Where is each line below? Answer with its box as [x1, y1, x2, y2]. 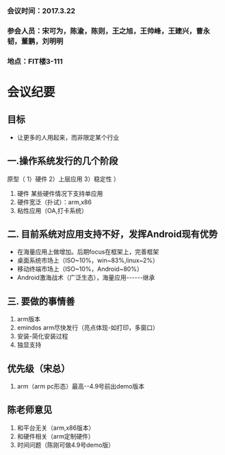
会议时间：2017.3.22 [7, 5, 76, 15]
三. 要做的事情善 [7, 295, 75, 307]
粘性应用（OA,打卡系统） [16, 206, 88, 214]
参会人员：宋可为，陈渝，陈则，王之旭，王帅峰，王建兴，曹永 [7, 26, 211, 36]
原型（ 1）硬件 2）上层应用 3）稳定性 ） [7, 175, 120, 183]
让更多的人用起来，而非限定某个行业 [16, 133, 120, 141]
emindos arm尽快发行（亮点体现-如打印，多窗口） [16, 323, 159, 332]
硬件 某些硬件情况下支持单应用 [16, 189, 103, 197]
